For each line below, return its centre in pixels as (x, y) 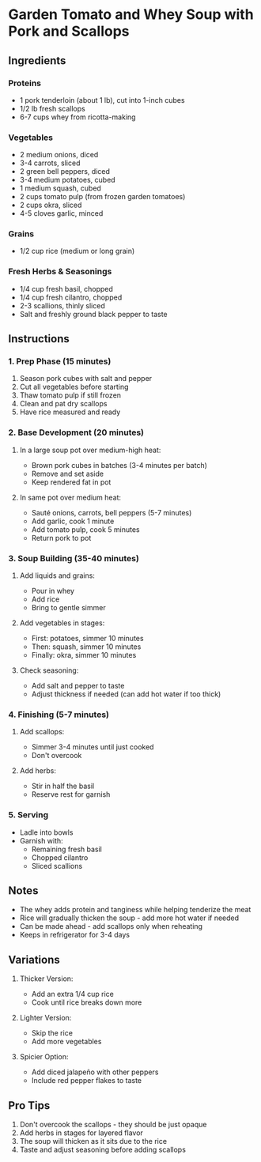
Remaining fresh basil (67, 849)
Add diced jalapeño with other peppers (95, 1072)
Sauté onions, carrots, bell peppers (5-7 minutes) (112, 512)
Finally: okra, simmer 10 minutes (84, 655)
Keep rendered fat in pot (71, 482)
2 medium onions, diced (59, 155)
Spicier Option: (44, 1057)
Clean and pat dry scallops (63, 404)
